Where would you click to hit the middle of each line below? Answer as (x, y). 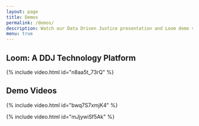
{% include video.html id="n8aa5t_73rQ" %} (60, 72)
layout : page (22, 12)
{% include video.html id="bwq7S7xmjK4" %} (62, 105)
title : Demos (22, 17)
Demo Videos (32, 91)
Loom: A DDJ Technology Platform (71, 58)
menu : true (20, 34)
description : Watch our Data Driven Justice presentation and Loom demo (98, 28)
